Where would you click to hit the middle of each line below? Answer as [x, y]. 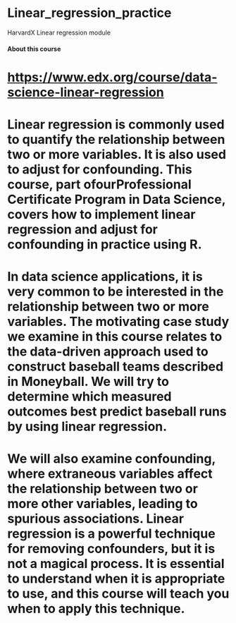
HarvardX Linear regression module [59, 32]
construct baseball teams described [116, 367]
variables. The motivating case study [118, 322]
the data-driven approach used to [108, 352]
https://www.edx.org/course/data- [112, 77]
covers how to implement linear [101, 214]
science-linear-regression [86, 92]
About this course [34, 49]
